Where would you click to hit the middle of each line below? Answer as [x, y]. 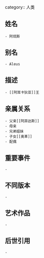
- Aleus [13, 64]
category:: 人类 [20, 7]
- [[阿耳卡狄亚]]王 [22, 92]
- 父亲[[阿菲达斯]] [22, 121]
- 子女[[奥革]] [19, 137]
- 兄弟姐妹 [14, 131]
